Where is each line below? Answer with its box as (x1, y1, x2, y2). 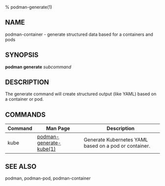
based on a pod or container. (83, 142, 151, 149)
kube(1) (37, 146, 56, 153)
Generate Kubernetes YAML (83, 136, 148, 143)
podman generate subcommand (5, 64, 71, 70)
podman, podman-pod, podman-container (5, 175, 91, 181)
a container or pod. (5, 96, 44, 102)
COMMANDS (5, 110, 46, 119)
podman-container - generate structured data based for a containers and (5, 31, 153, 37)
